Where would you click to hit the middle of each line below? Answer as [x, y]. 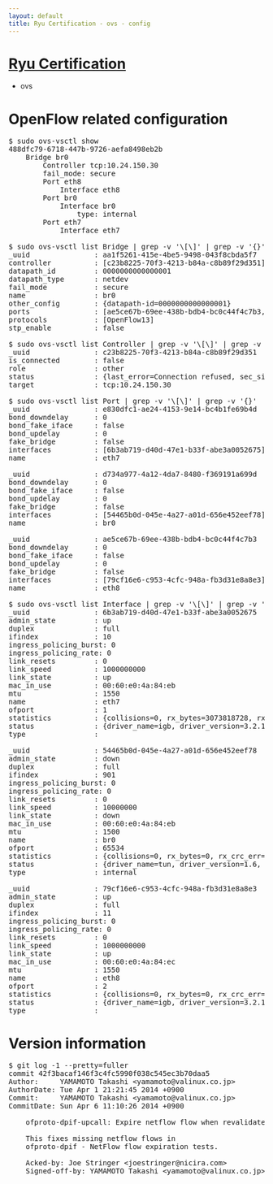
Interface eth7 [90, 231]
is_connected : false [66, 361]
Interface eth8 [90, 190]
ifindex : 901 [62, 775]
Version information [77, 1043]
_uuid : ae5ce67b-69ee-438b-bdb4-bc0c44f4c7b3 [133, 540]
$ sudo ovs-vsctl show [54, 141]
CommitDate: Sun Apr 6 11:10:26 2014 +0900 [96, 1106]
